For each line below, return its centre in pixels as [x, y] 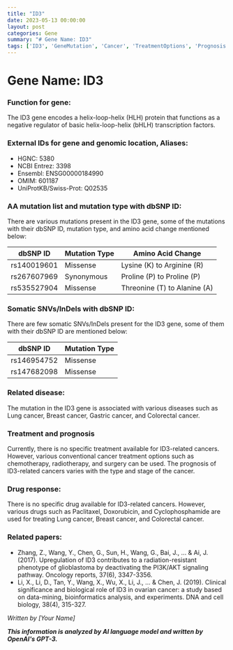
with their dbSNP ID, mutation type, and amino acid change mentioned [108, 229]
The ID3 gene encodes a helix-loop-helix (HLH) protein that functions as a [114, 118]
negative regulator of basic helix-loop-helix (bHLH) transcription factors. [111, 125]
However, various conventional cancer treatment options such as [100, 456]
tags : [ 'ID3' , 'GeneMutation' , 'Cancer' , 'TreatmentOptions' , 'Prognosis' [118, 46]
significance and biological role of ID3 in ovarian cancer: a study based [119, 589]
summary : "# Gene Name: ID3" [50, 40]
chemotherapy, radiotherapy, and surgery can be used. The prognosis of [112, 463]
